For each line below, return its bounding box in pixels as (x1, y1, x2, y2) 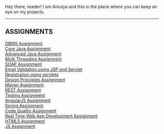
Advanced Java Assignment (5, 51, 62, 57)
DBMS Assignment (5, 40, 43, 46)
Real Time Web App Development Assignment (5, 113, 98, 119)
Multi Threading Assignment (5, 56, 62, 62)
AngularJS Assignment (5, 97, 51, 103)
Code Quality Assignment (5, 108, 57, 114)
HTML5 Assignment (5, 118, 45, 124)
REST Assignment (5, 87, 41, 93)
